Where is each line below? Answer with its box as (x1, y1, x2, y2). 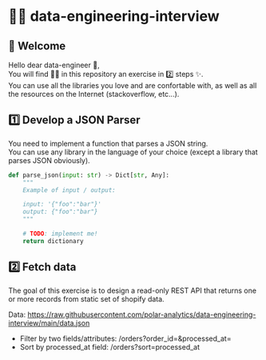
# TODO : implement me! (22, 230, 98, 238)
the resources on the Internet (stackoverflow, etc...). (8, 90, 180, 98)
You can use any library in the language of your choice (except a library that (8, 147, 258, 157)
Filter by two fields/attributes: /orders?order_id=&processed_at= (19, 334, 232, 343)
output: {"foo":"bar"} (22, 208, 98, 216)
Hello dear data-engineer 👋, (8, 60, 100, 70)
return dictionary (22, 237, 84, 245)
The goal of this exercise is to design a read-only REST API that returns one (8, 286, 257, 295)
